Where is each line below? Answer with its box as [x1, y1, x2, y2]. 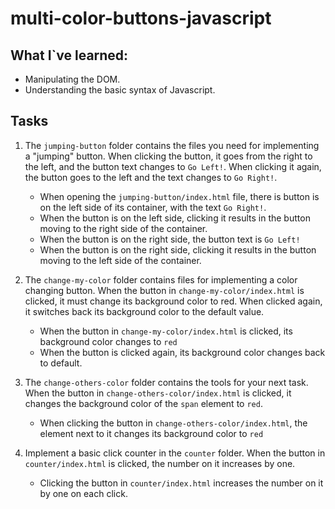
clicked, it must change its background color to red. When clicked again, [24, 295, 323, 307]
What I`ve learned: [10, 47, 129, 64]
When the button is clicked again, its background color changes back [39, 346, 326, 358]
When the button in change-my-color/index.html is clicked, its [39, 325, 293, 337]
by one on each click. [39, 487, 128, 499]
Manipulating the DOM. [24, 73, 121, 85]
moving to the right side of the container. [39, 222, 208, 234]
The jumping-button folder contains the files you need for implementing [24, 139, 320, 151]
